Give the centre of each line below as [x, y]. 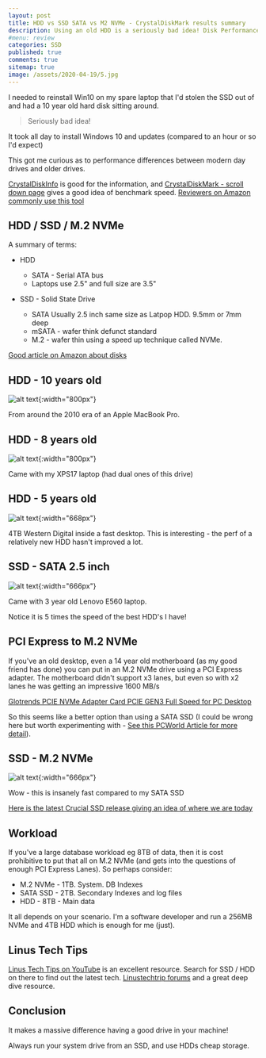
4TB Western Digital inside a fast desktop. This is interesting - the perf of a [130, 533]
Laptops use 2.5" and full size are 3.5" [94, 284]
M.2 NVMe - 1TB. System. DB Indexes [81, 884]
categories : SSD [35, 45]
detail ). [20, 734]
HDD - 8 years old [53, 440]
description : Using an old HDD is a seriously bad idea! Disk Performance [134, 30]
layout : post [30, 15]
